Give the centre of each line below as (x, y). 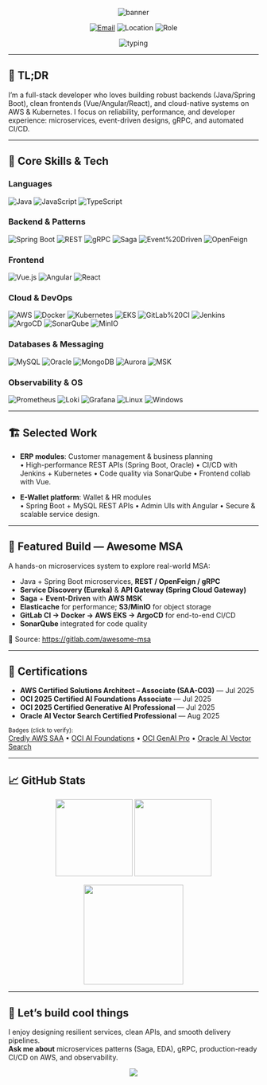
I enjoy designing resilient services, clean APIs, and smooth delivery (120, 1032)
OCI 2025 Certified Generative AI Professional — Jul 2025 (117, 707)
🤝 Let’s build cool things (69, 1013)
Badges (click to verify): (41, 731)
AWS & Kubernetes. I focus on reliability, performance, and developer (122, 112)
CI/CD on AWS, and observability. (63, 1058)
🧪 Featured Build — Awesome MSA (96, 547)
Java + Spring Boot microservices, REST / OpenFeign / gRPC (120, 581)
